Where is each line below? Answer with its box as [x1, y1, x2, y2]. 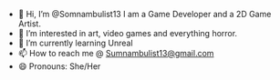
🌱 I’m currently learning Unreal [17, 37, 134, 48]
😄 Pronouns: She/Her [17, 61, 101, 72]
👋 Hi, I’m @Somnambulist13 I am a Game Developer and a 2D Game [17, 9, 272, 19]
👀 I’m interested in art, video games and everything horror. [17, 28, 238, 38]
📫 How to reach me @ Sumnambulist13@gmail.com [17, 48, 214, 58]
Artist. [17, 18, 41, 29]
